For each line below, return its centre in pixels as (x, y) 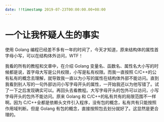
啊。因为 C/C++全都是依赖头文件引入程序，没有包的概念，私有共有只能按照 (81, 102)
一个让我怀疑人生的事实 (52, 35)
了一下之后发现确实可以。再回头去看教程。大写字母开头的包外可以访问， (78, 90)
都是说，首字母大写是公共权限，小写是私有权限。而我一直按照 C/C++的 (81, 72)
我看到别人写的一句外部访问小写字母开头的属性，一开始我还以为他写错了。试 (82, 84)
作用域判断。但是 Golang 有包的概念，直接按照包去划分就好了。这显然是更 (80, 108)
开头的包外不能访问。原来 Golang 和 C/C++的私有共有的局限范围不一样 (85, 96)
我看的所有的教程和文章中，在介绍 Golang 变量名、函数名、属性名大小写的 (80, 66)
